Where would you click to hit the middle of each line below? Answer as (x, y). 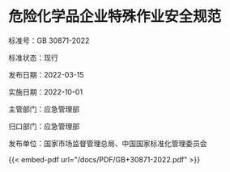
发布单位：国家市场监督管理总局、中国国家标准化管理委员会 (108, 143)
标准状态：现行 (33, 57)
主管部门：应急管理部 (44, 109)
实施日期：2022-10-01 (46, 92)
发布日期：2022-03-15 (46, 74)
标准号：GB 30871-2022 (49, 40)
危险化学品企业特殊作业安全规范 (115, 17)
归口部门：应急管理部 (44, 126)
